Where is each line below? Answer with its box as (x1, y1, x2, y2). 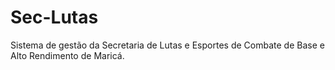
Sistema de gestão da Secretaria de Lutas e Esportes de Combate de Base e (10, 39, 325, 51)
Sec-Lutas (10, 6, 99, 29)
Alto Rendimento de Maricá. (10, 49, 125, 61)
